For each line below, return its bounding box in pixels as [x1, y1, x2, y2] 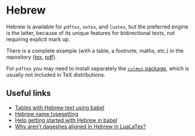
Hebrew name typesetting [14, 110, 79, 117]
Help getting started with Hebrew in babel [14, 116, 118, 124]
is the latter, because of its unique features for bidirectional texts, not [6, 29, 175, 36]
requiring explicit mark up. [6, 35, 70, 43]
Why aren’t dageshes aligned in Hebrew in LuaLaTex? [14, 122, 146, 130]
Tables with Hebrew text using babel [14, 104, 105, 111]
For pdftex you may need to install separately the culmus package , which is [6, 64, 190, 72]
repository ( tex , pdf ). [6, 53, 57, 60]
